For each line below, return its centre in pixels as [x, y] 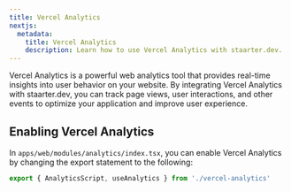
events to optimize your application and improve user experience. [128, 104]
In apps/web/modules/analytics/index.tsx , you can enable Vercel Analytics [145, 152]
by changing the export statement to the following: [101, 162]
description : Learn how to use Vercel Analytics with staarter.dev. [154, 50]
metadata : [35, 34]
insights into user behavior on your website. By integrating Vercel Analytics [146, 85]
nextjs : [23, 26]
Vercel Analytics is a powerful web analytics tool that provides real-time [140, 75]
